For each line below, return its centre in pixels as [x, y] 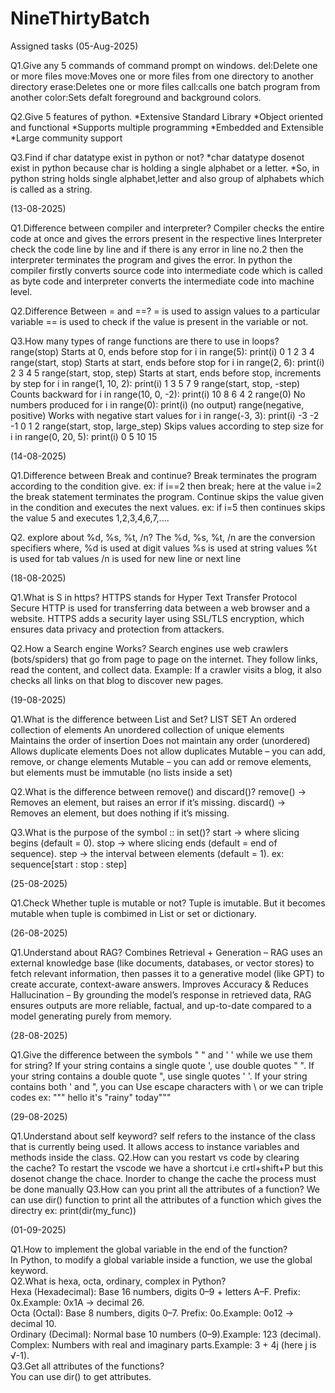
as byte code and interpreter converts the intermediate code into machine [162, 281]
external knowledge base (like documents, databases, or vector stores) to [162, 963]
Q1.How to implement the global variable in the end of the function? [149, 1249]
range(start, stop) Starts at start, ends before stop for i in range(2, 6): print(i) [167, 362]
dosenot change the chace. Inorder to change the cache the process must [163, 1178]
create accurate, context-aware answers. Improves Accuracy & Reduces [159, 984]
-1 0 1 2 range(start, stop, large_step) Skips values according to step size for [167, 426]
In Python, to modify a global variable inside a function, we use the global [161, 1259]
